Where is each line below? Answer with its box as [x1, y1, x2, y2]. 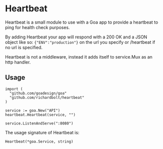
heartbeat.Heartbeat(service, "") [5, 112, 76, 117]
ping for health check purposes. [5, 24, 70, 30]
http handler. [5, 59, 31, 65]
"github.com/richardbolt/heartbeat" [9, 95, 84, 100]
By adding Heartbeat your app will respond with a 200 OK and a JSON [5, 34, 147, 40]
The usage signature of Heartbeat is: [5, 129, 80, 135]
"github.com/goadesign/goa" [9, 90, 67, 96]
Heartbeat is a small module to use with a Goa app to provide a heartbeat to [5, 19, 159, 25]
